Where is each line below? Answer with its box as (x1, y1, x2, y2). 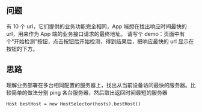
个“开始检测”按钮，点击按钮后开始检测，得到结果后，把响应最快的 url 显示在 (6, 38, 194, 45)
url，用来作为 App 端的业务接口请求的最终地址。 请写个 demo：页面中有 (6, 30, 185, 37)
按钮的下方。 (6, 45, 38, 52)
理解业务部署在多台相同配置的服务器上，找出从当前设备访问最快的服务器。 (6, 81, 191, 89)
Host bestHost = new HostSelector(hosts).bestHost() (6, 101, 141, 107)
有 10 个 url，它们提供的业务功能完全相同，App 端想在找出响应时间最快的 (6, 23, 188, 30)
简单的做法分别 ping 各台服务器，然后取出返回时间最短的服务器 (11, 89, 168, 96)
